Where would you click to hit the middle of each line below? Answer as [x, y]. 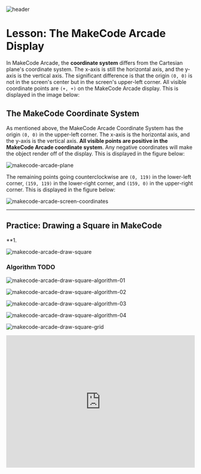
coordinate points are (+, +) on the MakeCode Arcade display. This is [92, 88]
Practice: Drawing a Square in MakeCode [84, 226]
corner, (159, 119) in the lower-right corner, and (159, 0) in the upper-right [100, 183]
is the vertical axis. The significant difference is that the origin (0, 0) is [105, 76]
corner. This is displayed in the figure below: [61, 190]
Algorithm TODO [31, 267]
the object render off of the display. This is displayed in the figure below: [96, 154]
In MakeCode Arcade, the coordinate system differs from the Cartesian [95, 62]
